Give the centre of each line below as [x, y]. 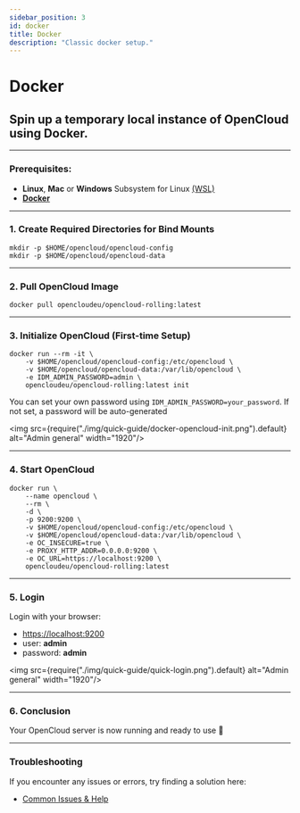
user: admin [45, 643]
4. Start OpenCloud [52, 469]
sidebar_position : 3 [48, 17]
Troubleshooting [46, 762]
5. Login [27, 597]
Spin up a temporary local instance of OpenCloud [149, 119]
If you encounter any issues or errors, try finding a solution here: [128, 781]
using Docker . [49, 133]
